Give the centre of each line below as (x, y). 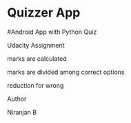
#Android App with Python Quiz (52, 32)
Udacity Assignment (36, 45)
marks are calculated (37, 58)
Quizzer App (44, 13)
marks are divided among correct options (66, 72)
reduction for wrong (36, 85)
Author (17, 99)
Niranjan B (22, 112)
